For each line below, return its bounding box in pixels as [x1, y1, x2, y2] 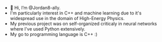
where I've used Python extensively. [10, 26, 86, 32]
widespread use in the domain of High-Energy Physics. [10, 15, 125, 21]
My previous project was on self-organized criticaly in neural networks [10, 20, 157, 26]
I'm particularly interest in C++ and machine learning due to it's [10, 10, 142, 16]
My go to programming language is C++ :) [10, 31, 97, 37]
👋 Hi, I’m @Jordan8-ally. [10, 5, 61, 10]
